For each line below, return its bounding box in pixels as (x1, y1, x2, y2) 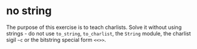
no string (6, 4, 52, 18)
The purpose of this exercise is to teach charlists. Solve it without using (6, 24, 182, 31)
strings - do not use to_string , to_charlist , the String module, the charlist (6, 30, 191, 37)
